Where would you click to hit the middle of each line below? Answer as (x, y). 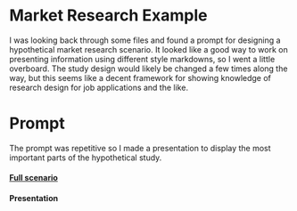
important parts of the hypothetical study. (86, 158)
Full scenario (33, 178)
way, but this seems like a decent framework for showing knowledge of (140, 77)
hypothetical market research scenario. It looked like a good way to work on (148, 49)
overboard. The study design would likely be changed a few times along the (148, 69)
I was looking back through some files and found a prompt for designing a (145, 40)
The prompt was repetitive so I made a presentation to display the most (140, 148)
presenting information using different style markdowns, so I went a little (142, 59)
